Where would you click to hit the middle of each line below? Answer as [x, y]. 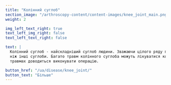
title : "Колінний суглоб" [33, 10]
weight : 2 [16, 19]
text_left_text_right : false [36, 38]
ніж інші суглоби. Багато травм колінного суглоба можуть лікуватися [85, 56]
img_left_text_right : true [34, 28]
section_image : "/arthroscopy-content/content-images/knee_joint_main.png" [87, 15]
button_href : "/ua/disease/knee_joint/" [49, 70]
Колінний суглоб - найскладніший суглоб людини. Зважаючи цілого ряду [86, 52]
